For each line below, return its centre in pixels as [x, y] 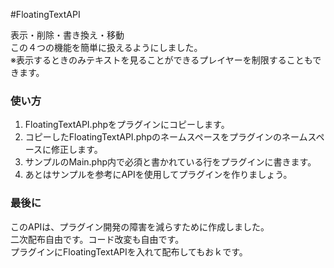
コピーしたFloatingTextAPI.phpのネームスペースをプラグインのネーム [166, 137]
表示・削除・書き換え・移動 [67, 35]
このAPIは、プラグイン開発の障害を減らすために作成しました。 [140, 226]
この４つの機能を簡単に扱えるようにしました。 [106, 47]
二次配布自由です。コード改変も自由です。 [97, 239]
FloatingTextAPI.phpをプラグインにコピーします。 [127, 125]
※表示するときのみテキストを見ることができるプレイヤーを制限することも [161, 60]
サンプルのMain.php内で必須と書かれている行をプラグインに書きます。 [170, 162]
